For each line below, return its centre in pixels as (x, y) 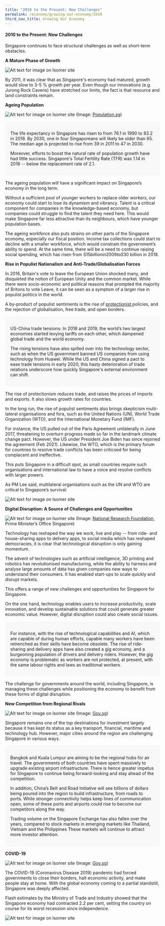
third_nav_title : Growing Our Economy (45, 19)
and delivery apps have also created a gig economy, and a (86, 649)
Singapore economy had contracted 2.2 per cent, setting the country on (78, 903)
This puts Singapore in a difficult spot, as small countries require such (76, 464)
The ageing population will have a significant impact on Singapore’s (73, 183)
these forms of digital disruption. (38, 694)
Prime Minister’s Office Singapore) (40, 523)
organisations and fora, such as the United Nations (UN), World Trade (89, 414)
